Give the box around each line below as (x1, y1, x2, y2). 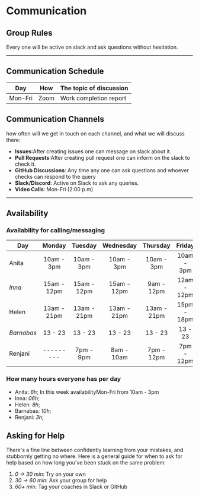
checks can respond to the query (14, 173, 96, 180)
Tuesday (72, 242, 97, 250)
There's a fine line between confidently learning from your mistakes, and (6, 447, 184, 454)
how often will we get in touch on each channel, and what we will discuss (6, 129, 185, 137)
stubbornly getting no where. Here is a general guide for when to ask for (6, 453, 182, 460)
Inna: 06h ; (14, 394, 40, 402)
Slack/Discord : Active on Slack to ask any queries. (14, 179, 139, 187)
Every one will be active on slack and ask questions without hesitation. (6, 43, 179, 50)
